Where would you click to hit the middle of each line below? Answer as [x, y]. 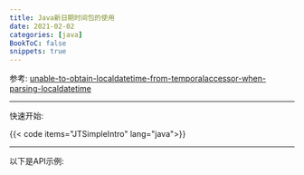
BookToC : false [38, 43]
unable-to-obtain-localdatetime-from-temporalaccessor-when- [148, 79]
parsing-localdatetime [51, 89]
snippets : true [38, 52]
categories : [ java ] [46, 34]
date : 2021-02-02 [42, 26]
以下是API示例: [37, 161]
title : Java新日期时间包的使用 [62, 18]
